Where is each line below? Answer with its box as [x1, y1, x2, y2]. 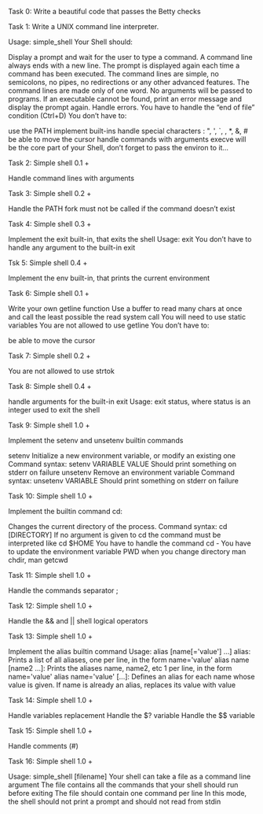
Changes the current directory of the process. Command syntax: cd [8, 522, 228, 531]
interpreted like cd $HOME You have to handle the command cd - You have [8, 538, 251, 548]
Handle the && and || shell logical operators [8, 616, 148, 625]
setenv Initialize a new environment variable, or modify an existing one [8, 451, 236, 460]
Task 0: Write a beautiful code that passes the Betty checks [8, 7, 202, 16]
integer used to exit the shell [8, 405, 100, 414]
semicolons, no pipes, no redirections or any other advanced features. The [8, 78, 250, 87]
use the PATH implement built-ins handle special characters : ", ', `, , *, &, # [8, 126, 249, 135]
